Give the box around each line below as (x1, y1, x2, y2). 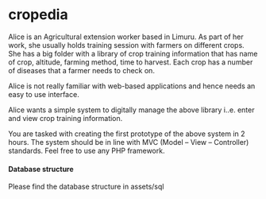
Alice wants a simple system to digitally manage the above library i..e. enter (8, 105, 255, 115)
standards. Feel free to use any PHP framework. (8, 146, 165, 155)
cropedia (8, 6, 69, 24)
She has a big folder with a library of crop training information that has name (8, 49, 258, 58)
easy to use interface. (8, 89, 79, 99)
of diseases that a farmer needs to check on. (8, 65, 155, 75)
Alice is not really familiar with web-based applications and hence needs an (8, 81, 256, 91)
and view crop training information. (8, 113, 123, 123)
